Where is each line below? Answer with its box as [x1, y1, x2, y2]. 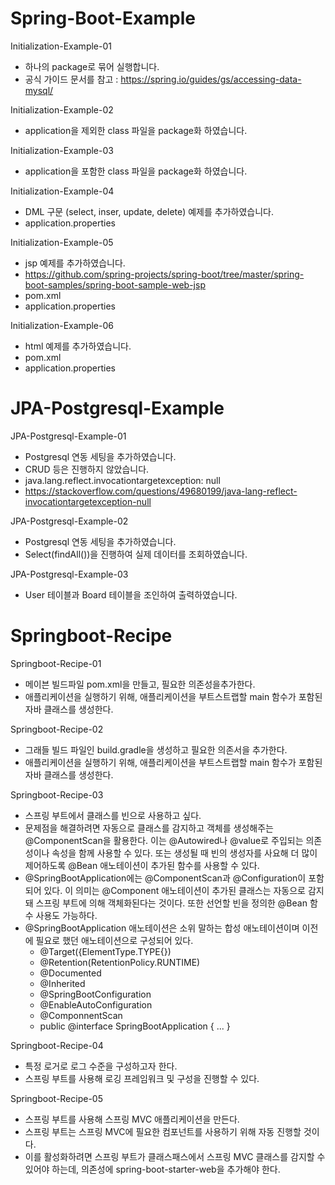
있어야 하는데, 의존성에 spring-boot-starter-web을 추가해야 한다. [24, 1163, 281, 1175]
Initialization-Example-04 [10, 185, 115, 197]
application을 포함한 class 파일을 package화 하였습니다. [24, 165, 248, 177]
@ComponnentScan [39, 1009, 123, 1021]
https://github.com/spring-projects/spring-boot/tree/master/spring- [24, 268, 305, 280]
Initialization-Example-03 [10, 144, 114, 156]
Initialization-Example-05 [10, 236, 114, 248]
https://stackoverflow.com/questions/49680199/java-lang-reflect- [24, 485, 298, 497]
